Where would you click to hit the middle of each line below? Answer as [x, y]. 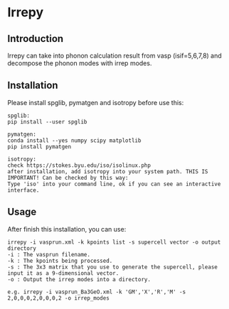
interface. [23, 190]
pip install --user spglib [47, 121]
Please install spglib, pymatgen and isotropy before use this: [96, 102]
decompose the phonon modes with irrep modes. [80, 63]
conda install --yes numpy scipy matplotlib [74, 140]
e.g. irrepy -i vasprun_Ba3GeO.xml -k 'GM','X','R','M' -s [97, 292]
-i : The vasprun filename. [49, 254]
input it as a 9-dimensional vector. [63, 273]
